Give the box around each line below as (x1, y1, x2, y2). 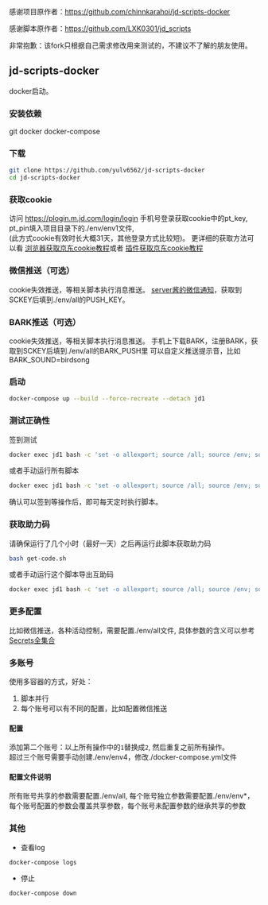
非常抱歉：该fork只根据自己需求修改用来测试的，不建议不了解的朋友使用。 (9, 41, 253, 50)
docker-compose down (9, 889, 78, 898)
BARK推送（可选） (9, 316, 81, 327)
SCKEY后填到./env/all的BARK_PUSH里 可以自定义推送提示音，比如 (22, 346, 241, 356)
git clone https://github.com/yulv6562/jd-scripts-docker (9, 166, 205, 175)
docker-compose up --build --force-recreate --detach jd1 (9, 395, 205, 403)
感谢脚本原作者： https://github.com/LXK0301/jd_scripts (9, 24, 192, 33)
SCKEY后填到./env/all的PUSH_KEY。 (9, 295, 130, 304)
